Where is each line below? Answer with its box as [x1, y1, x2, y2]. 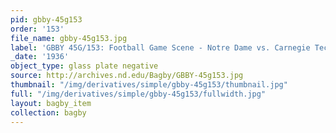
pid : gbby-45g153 [10, 14, 83, 25]
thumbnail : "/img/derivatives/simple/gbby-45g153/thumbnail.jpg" [10, 80, 288, 90]
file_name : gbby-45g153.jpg [10, 33, 128, 43]
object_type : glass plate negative [10, 61, 159, 71]
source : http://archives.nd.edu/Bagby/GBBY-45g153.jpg [10, 71, 244, 81]
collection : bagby [10, 107, 87, 118]
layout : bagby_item [10, 98, 92, 108]
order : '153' [10, 24, 65, 34]
